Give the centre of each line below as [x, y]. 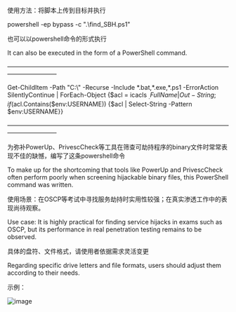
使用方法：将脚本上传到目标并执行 [57, 10]
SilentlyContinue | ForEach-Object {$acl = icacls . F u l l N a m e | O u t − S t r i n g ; [112, 95]
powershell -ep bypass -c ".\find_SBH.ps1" [69, 24]
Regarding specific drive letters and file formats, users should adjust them [114, 265]
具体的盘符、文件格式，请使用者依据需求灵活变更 [78, 251]
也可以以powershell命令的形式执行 [57, 39]
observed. [22, 236]
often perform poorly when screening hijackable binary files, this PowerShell [118, 177]
